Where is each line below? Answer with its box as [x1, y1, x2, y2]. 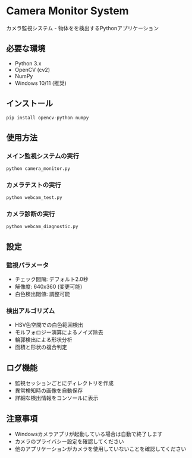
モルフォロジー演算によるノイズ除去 [14, 329, 103, 336]
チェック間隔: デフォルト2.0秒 [14, 276, 89, 283]
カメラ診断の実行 [6, 210, 55, 218]
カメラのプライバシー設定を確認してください [14, 438, 124, 445]
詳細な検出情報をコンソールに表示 [14, 394, 99, 402]
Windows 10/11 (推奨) [14, 79, 67, 87]
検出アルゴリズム [6, 307, 55, 315]
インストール [6, 99, 53, 109]
